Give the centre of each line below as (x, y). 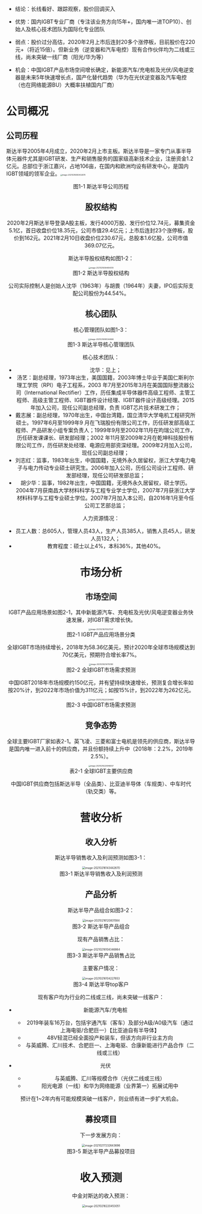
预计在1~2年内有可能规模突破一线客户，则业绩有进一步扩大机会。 (101, 1098)
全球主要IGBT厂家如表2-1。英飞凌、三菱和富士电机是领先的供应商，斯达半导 (101, 741)
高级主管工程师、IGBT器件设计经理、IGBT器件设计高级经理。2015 (113, 400)
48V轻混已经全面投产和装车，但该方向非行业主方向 (110, 1038)
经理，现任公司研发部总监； (111, 475)
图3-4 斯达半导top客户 (101, 984)
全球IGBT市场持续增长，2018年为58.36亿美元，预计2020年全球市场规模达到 (101, 647)
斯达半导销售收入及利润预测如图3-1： (101, 858)
